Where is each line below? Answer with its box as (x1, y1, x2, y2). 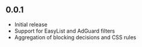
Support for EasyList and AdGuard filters (14, 27, 116, 34)
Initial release (14, 20, 48, 28)
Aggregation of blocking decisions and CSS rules (14, 33, 137, 41)
